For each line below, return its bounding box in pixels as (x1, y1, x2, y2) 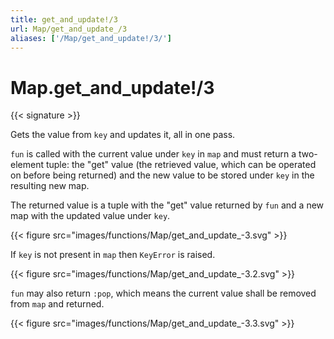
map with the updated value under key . (10, 210, 171, 222)
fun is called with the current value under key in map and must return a (10, 148, 297, 160)
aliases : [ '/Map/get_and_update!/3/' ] (10, 33, 172, 43)
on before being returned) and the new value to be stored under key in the (10, 169, 315, 181)
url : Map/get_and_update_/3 (10, 24, 128, 34)
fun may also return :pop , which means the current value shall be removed (10, 287, 317, 300)
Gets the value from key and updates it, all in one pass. (10, 129, 236, 141)
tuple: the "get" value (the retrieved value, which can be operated (45, 159, 317, 171)
